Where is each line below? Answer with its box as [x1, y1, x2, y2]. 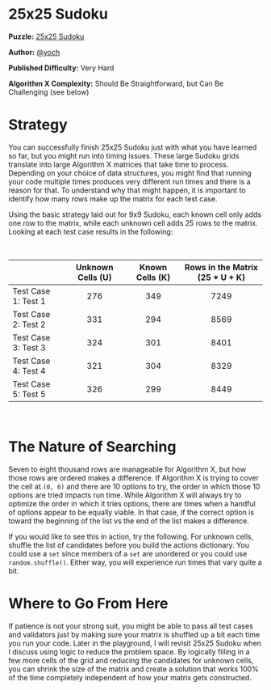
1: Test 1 [12, 295, 46, 307]
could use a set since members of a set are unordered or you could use [8, 548, 248, 558]
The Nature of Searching [8, 438, 177, 456]
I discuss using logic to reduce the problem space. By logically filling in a [8, 646, 250, 656]
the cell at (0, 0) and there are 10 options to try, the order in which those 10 [8, 481, 261, 491]
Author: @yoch [8, 47, 60, 57]
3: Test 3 [12, 341, 46, 353]
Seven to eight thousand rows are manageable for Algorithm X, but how [8, 464, 247, 474]
